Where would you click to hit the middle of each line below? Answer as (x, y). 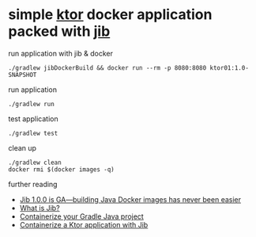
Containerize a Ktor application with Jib (84, 224)
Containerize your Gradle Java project (81, 216)
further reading (33, 184)
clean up (23, 147)
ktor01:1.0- (229, 68)
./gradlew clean (35, 162)
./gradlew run (32, 104)
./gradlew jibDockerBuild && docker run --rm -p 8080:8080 (107, 68)
